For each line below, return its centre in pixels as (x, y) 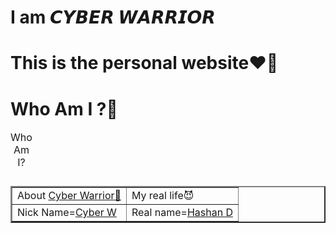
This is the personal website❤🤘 (144, 63)
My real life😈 (163, 196)
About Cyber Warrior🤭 (69, 196)
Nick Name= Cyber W (67, 213)
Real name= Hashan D (182, 213)
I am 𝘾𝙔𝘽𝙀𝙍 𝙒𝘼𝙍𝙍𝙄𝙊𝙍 (113, 17)
